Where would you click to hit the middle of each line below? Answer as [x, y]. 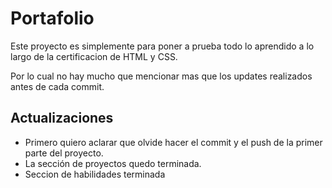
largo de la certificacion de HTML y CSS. [94, 56]
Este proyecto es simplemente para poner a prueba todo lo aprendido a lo [162, 46]
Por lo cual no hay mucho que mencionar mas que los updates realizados [161, 76]
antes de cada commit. [57, 86]
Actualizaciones [62, 118]
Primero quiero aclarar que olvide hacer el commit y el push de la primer [173, 142]
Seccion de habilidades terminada [95, 174]
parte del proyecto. [64, 153]
